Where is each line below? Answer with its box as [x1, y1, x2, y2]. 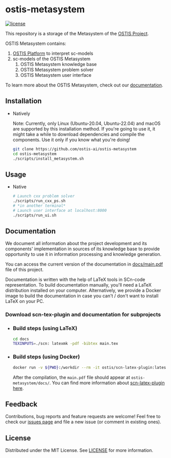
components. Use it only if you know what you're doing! [12, 137, 130, 143]
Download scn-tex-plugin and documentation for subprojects [5, 311, 161, 318]
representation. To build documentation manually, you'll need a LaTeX [5, 282, 152, 288]
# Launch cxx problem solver [12, 193, 75, 199]
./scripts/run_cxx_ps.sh [12, 199, 66, 204]
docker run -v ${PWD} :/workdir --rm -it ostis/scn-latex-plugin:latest [12, 365, 168, 370]
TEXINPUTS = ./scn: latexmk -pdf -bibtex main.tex [12, 341, 118, 346]
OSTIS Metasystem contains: [5, 40, 66, 47]
